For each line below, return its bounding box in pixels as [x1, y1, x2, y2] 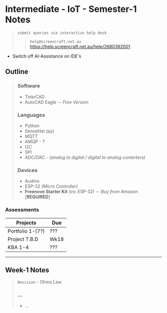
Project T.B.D [7, 235, 39, 242]
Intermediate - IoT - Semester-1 [5, 3, 137, 15]
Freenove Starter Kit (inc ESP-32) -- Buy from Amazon [24, 189, 138, 195]
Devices [17, 166, 38, 173]
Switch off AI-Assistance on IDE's [12, 53, 82, 59]
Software [17, 82, 41, 89]
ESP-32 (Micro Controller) [24, 183, 78, 189]
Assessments [5, 206, 39, 213]
